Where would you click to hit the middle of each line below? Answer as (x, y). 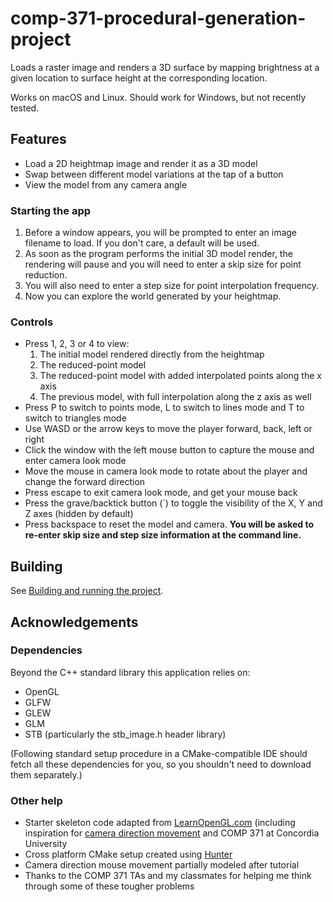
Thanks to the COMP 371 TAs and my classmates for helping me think (168, 876)
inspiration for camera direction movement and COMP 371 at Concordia (172, 833)
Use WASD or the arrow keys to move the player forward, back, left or (168, 429)
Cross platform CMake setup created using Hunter (128, 854)
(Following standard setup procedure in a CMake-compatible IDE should (159, 753)
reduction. (46, 275)
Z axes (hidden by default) (79, 514)
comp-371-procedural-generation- (158, 18)
